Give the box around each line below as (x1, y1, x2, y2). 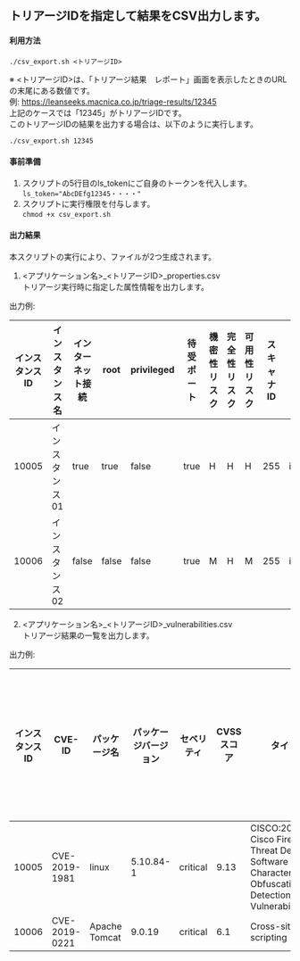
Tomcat (88, 932, 121, 943)
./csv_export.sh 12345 (9, 137, 94, 145)
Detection (249, 889, 292, 901)
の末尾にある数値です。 (9, 85, 96, 95)
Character (249, 866, 293, 879)
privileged (130, 364, 175, 376)
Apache (88, 920, 122, 932)
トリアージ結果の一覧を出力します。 (21, 630, 154, 641)
